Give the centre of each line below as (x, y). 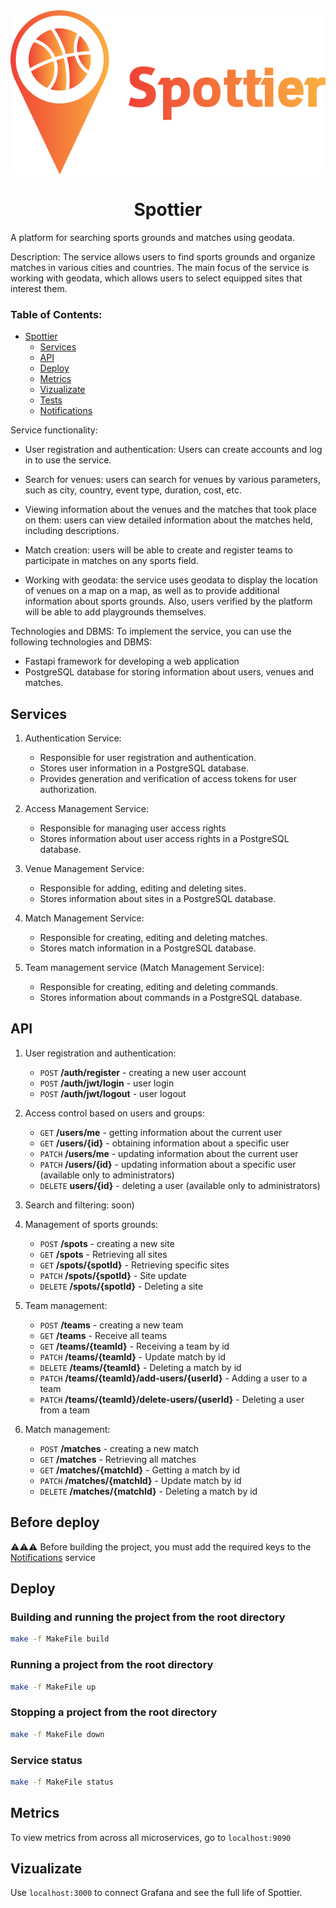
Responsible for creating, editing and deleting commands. (159, 987)
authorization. (68, 790)
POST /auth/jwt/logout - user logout (113, 1093)
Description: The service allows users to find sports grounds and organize (163, 256)
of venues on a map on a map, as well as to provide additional (152, 591)
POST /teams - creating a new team (111, 1325)
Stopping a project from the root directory (114, 1712)
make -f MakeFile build (60, 1639)
